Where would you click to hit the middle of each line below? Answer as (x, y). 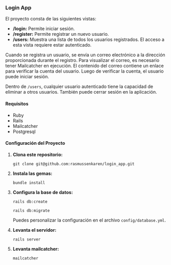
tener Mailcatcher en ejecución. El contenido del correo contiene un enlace (84, 66)
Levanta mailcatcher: (36, 249)
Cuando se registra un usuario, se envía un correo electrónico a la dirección (85, 55)
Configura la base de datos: (43, 192)
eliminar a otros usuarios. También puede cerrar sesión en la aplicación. (81, 92)
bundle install (29, 183)
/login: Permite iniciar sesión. (44, 29)
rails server (27, 239)
